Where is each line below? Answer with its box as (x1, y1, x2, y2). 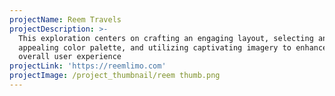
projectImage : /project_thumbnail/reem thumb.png (9, 71, 221, 81)
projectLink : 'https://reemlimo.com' (9, 61, 167, 71)
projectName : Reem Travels (9, 14, 122, 25)
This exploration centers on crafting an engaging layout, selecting (18, 33, 314, 43)
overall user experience (18, 52, 122, 62)
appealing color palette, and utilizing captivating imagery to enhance (18, 42, 328, 53)
